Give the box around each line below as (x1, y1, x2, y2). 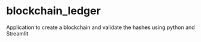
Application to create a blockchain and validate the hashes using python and (6, 24, 195, 31)
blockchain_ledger (6, 4, 101, 18)
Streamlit (6, 30, 29, 37)
